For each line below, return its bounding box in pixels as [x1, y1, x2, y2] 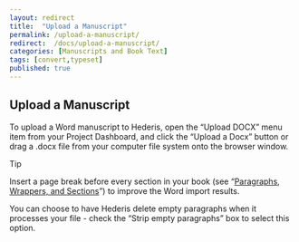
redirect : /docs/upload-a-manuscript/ [9, 38, 160, 48]
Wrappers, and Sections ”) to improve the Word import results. [9, 185, 240, 196]
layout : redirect [9, 13, 75, 23]
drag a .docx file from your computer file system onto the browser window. [9, 140, 289, 151]
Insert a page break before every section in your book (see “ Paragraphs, [9, 176, 281, 187]
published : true [9, 64, 71, 73]
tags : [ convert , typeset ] [9, 55, 103, 64]
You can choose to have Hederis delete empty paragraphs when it [9, 203, 256, 214]
